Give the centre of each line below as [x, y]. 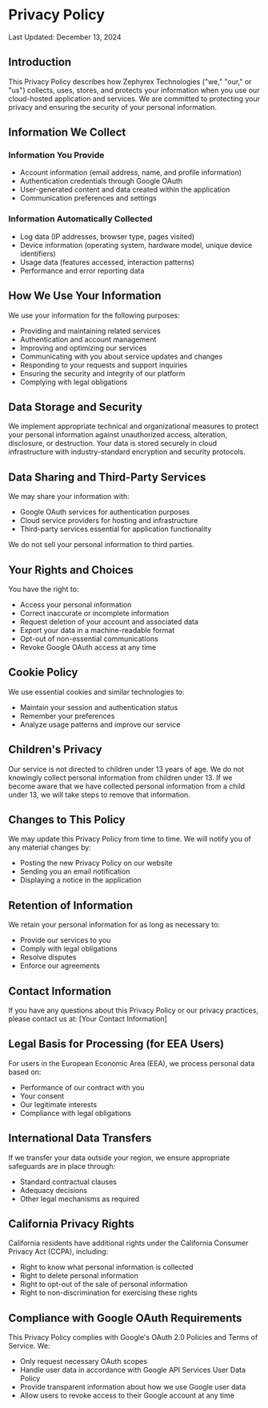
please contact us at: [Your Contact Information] [88, 1019]
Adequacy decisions [54, 1190]
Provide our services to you [65, 940]
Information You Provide [56, 156]
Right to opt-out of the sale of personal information [104, 1284]
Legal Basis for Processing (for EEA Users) [116, 1044]
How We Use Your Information [85, 296]
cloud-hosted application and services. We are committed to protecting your [134, 99]
